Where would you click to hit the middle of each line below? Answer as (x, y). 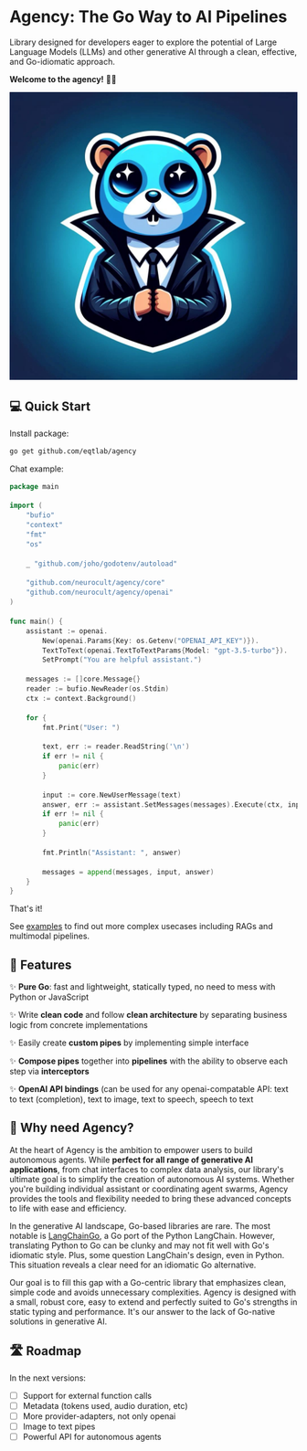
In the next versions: (48, 1378)
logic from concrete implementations (79, 1025)
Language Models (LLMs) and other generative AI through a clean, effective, (153, 51)
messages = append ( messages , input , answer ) (128, 872)
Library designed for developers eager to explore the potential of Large (143, 42)
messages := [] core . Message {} (84, 679)
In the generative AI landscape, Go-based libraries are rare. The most (140, 1225)
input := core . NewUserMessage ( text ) (112, 795)
